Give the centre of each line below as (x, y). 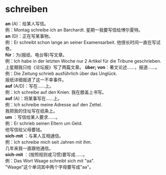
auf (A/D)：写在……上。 (29, 86)
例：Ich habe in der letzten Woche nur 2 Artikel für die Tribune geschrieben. (83, 61)
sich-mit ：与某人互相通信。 (34, 136)
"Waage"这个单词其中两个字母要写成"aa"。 (49, 167)
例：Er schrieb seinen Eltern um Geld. (44, 123)
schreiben (27, 9)
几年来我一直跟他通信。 (29, 148)
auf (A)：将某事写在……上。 (34, 98)
